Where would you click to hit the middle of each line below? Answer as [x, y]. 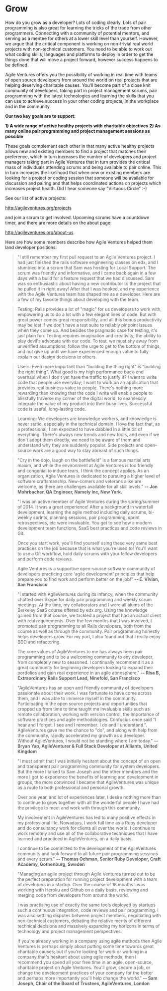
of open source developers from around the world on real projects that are [81, 80]
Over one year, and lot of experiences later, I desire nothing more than [89, 797]
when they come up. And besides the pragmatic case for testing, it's [87, 330]
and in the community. [28, 106]
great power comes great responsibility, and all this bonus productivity [89, 319]
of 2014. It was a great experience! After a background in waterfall [85, 506]
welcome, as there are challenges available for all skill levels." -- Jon [87, 487]
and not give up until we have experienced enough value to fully [83, 351]
